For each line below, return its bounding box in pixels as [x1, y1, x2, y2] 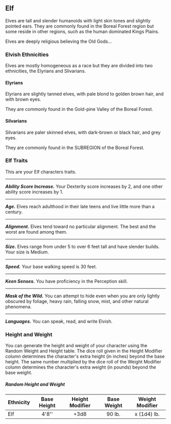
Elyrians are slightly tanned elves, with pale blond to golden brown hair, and [5, 91, 164, 97]
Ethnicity [8, 399, 31, 406]
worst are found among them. [5, 229, 68, 235]
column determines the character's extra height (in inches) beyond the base [5, 353, 165, 359]
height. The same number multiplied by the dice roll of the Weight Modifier [5, 359, 161, 365]
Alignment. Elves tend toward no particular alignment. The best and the [5, 223, 156, 230]
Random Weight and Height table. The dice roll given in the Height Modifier [5, 348, 163, 354]
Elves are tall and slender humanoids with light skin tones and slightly [5, 17, 151, 23]
